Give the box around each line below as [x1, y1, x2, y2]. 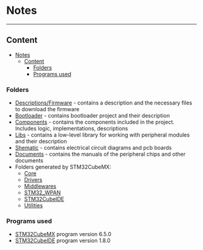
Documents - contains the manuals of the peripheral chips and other [14, 150, 186, 158]
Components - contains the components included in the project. [14, 118, 175, 126]
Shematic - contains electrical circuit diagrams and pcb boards [14, 144, 172, 152]
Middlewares [24, 182, 56, 190]
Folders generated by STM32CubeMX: [14, 164, 112, 171]
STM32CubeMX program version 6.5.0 [14, 231, 112, 238]
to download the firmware [14, 106, 80, 113]
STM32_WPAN [24, 189, 61, 196]
